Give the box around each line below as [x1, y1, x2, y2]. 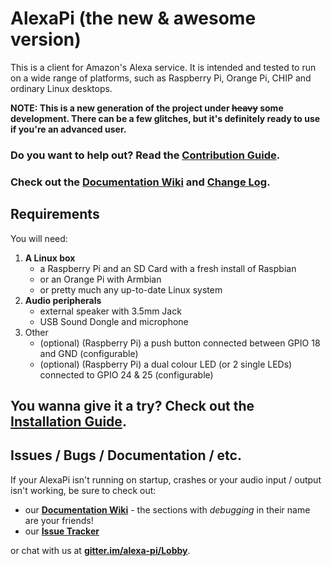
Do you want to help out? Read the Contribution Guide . [10, 148, 281, 162]
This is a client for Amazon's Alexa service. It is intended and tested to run [10, 61, 317, 73]
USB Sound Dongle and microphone [39, 315, 189, 327]
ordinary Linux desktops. [10, 82, 113, 94]
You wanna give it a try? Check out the [10, 397, 255, 414]
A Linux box [24, 252, 76, 264]
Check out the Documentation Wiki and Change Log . [10, 175, 271, 189]
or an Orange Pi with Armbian [39, 273, 162, 285]
